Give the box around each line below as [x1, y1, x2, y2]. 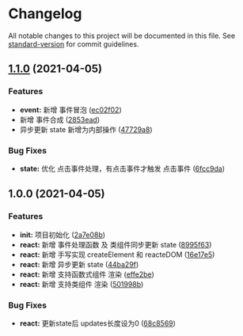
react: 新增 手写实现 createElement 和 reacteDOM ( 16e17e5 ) [19, 250, 215, 259]
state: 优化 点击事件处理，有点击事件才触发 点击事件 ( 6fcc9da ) [19, 164, 226, 173]
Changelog [8, 5, 82, 23]
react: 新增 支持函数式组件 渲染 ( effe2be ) [19, 270, 154, 279]
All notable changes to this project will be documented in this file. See [8, 31, 236, 40]
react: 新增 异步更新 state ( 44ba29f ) [19, 259, 139, 269]
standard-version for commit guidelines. [8, 39, 139, 48]
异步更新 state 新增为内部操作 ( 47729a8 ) [19, 124, 153, 134]
